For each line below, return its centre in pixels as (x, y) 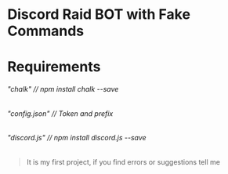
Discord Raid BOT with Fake (99, 14)
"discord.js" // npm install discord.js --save (77, 138)
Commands (46, 31)
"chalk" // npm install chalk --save (63, 89)
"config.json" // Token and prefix (60, 113)
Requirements (54, 67)
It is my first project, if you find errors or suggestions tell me (123, 161)
